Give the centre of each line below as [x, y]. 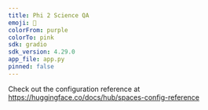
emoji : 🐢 [22, 23]
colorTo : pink [31, 37]
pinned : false [31, 67]
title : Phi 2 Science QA [49, 15]
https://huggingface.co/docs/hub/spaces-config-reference [104, 97]
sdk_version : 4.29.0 [42, 52]
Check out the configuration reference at [74, 89]
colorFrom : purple [38, 30]
